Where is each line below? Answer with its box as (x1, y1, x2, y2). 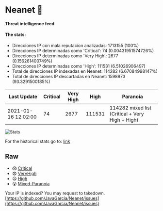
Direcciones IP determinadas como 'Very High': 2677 (12, 53, 118, 59)
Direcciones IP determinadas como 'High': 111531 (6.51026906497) (12, 63, 146, 69)
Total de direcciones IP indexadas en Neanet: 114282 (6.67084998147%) (12, 68, 158, 74)
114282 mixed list (109, 104, 152, 111)
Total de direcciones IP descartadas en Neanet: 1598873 (12, 73, 126, 79)
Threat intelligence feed (5, 20, 55, 26)
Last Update (9, 93, 38, 100)
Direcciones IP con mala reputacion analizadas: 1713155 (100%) (12, 42, 139, 48)
